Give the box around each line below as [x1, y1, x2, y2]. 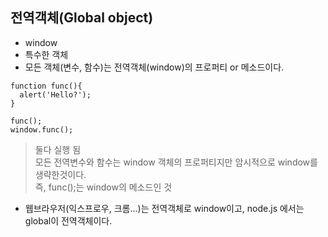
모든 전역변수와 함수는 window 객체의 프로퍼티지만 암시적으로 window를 [34, 156, 318, 168]
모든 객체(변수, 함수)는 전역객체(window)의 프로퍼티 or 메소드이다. [24, 61, 285, 73]
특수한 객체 [24, 48, 69, 60]
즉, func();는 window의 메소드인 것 [34, 181, 173, 193]
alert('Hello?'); [19, 89, 92, 100]
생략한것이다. [34, 168, 87, 180]
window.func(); [10, 124, 74, 135]
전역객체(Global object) [10, 9, 154, 27]
